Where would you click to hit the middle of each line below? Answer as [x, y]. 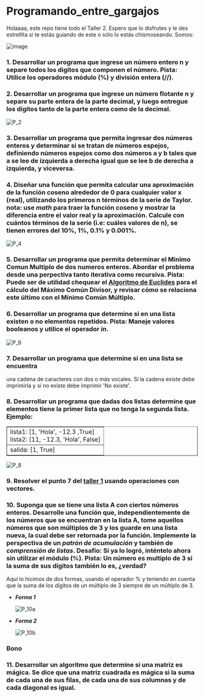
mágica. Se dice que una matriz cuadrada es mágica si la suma [100, 672]
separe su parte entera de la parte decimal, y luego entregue [97, 101]
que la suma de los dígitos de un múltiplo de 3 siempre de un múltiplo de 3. [100, 585]
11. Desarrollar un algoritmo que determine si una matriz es [95, 665]
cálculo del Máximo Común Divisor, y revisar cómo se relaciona [102, 290]
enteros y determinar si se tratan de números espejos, [88, 146]
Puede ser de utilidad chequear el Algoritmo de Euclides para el [102, 283]
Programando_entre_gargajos [83, 11]
